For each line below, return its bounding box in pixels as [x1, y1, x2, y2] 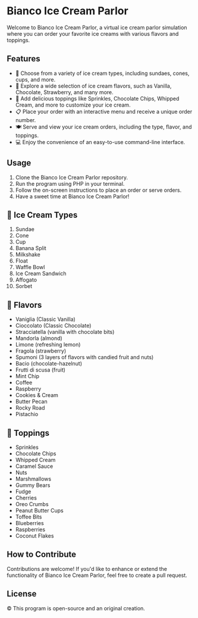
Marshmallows [15, 475, 52, 482]
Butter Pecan [15, 398, 48, 405]
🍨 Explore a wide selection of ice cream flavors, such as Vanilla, [15, 82, 172, 89]
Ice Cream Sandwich [15, 270, 67, 277]
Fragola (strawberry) [15, 347, 67, 355]
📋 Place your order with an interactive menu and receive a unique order [15, 108, 193, 115]
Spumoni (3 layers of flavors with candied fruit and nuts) [15, 354, 154, 361]
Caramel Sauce [15, 463, 54, 470]
